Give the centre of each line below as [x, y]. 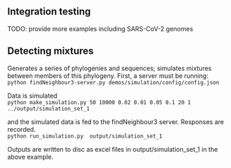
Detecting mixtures [51, 51]
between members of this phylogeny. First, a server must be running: [108, 75]
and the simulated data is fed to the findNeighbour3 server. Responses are [116, 122]
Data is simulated [32, 96]
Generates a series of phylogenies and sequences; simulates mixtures [109, 68]
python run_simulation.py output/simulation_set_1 [85, 136]
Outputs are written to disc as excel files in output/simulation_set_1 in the [113, 149]
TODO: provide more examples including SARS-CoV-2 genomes [100, 28]
